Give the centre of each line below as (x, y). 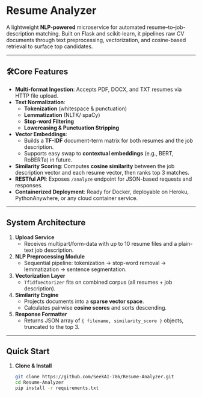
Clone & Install (33, 366)
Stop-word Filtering (49, 121)
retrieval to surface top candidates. (50, 46)
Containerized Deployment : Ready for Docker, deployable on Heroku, (102, 192)
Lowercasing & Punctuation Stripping (72, 128)
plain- (185, 243)
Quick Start (28, 351)
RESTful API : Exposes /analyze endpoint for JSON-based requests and (103, 179)
